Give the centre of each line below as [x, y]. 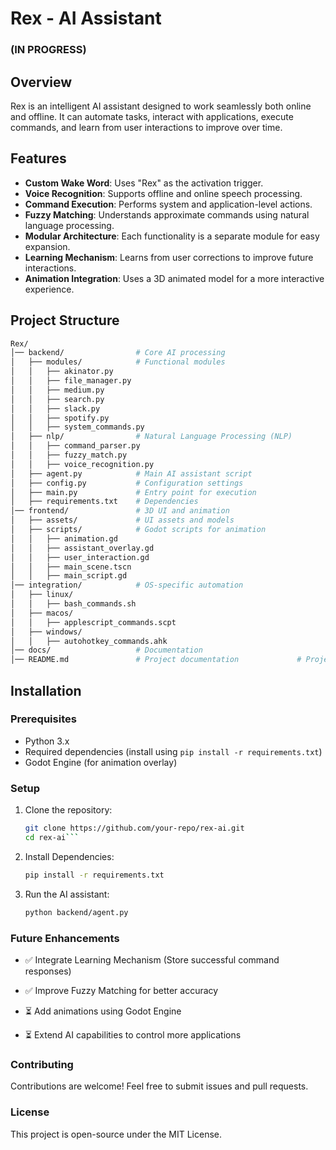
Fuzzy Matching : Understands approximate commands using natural [167, 214]
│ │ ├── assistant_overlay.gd [82, 548]
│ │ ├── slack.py [55, 408]
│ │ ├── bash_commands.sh [73, 604]
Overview [41, 82]
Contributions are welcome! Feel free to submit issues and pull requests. [159, 1086]
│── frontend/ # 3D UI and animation [120, 511]
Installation [46, 690]
